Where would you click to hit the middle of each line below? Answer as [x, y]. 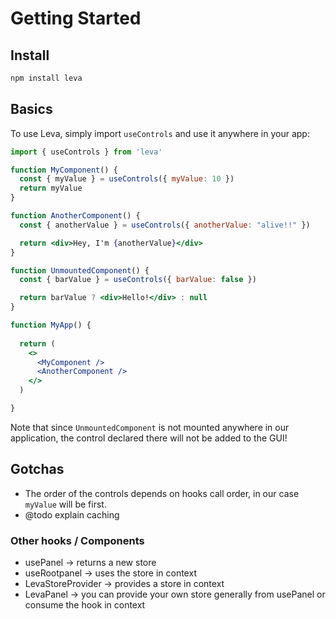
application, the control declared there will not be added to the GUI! [149, 438]
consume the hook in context [85, 605]
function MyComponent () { [64, 170]
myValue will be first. [65, 504]
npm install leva [46, 78]
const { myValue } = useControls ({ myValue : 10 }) [127, 179]
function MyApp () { [51, 325]
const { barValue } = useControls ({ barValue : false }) [138, 280]
